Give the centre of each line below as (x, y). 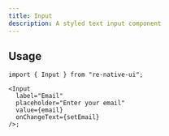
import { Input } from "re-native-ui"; (76, 75)
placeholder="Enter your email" (71, 103)
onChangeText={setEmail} (58, 117)
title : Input (30, 16)
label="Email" (39, 96)
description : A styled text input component (85, 23)
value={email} (39, 110)
